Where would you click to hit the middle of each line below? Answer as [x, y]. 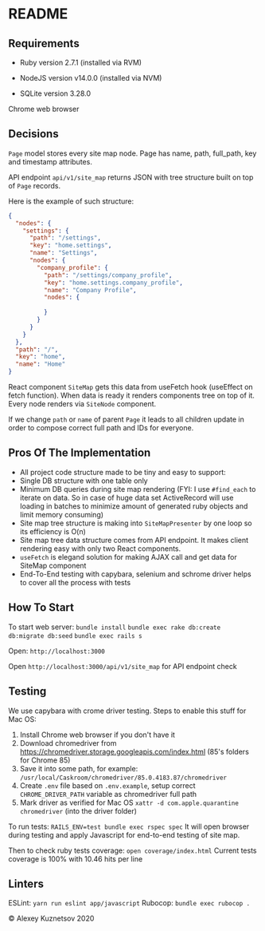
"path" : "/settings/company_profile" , [108, 275]
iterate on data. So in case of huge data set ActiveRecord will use [127, 497]
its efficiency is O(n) [53, 531]
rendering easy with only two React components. [100, 549]
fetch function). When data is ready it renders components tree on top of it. [131, 395]
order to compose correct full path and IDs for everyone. [101, 428]
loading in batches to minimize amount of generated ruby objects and [134, 506]
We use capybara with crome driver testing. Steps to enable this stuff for [127, 711]
